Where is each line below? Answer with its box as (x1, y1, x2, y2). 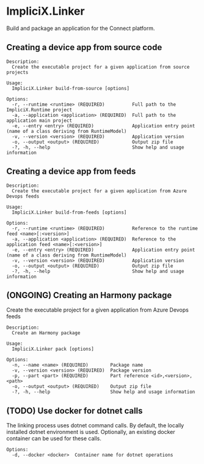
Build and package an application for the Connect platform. (6, 24, 155, 32)
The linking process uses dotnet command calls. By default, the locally (6, 422, 184, 429)
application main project (6, 118, 72, 124)
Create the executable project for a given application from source (12, 64, 190, 70)
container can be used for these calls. (6, 435, 102, 442)
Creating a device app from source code (6, 42, 162, 53)
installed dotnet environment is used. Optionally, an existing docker (6, 428, 175, 436)
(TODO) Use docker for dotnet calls (6, 405, 143, 416)
